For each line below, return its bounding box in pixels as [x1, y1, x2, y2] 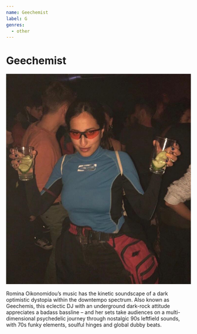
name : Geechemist [6, 9, 49, 15]
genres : [6, 22, 25, 28]
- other [11, 28, 30, 34]
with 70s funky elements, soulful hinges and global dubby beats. [6, 321, 162, 329]
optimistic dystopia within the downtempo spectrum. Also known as [6, 296, 170, 303]
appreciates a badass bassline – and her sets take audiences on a [6, 309, 165, 316]
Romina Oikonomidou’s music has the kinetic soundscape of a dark [6, 290, 168, 297]
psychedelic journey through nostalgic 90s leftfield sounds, [36, 315, 180, 322]
